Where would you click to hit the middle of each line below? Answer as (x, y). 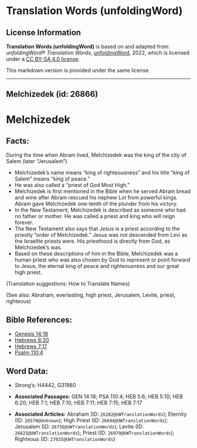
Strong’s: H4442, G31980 (45, 385)
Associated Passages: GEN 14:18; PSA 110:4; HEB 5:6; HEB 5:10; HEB (99, 396)
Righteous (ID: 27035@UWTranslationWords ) (65, 439)
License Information (43, 33)
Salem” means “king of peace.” (52, 179)
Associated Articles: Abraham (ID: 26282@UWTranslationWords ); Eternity (101, 414)
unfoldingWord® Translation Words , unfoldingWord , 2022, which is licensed (98, 53)
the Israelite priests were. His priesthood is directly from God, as (92, 241)
